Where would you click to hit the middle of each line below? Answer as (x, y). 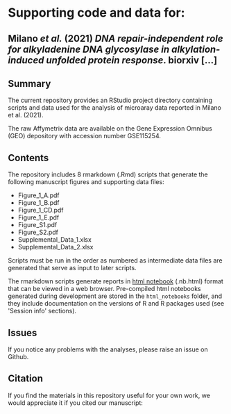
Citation (26, 379)
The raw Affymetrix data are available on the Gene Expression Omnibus (110, 129)
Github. (18, 357)
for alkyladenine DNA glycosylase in (89, 49)
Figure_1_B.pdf (38, 203)
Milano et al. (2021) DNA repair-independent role (116, 39)
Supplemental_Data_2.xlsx (55, 247)
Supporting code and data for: (97, 13)
